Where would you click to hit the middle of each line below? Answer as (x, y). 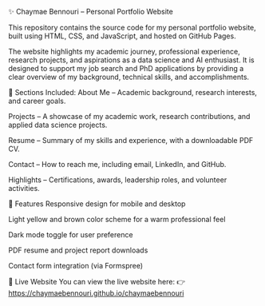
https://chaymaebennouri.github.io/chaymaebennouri (96, 293)
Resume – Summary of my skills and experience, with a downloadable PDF (131, 140)
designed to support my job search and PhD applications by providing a (126, 68)
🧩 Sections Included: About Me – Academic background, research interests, (133, 92)
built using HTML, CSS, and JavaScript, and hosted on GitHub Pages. (123, 36)
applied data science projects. (58, 125)
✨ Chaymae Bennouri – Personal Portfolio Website (91, 12)
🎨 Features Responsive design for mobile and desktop (97, 204)
